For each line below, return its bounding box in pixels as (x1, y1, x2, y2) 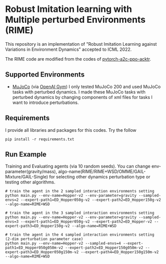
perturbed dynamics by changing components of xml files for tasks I (12, 94, 153, 100)
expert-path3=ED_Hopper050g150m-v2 (5, 250, 79, 255)
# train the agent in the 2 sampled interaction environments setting (5, 189, 155, 194)
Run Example (5, 150, 47, 159)
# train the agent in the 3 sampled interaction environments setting (5, 210, 155, 216)
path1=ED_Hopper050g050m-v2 (5, 245, 64, 251)
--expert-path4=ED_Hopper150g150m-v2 (81, 250, 159, 255)
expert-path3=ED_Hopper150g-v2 (5, 224, 70, 229)
